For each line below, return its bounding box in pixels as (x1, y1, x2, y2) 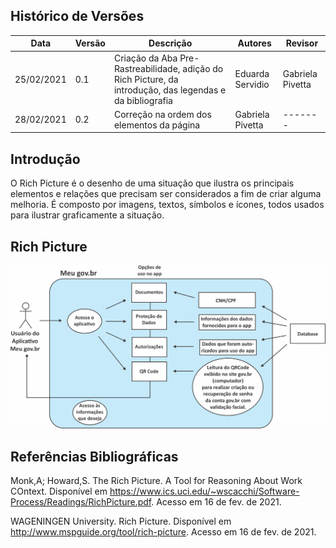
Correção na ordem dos (113, 108, 212, 120)
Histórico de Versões (10, 8, 145, 25)
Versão (74, 37, 106, 49)
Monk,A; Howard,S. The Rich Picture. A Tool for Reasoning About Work (10, 475, 303, 487)
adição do (182, 62, 224, 74)
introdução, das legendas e (113, 84, 227, 96)
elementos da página (113, 119, 201, 131)
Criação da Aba (113, 52, 178, 64)
